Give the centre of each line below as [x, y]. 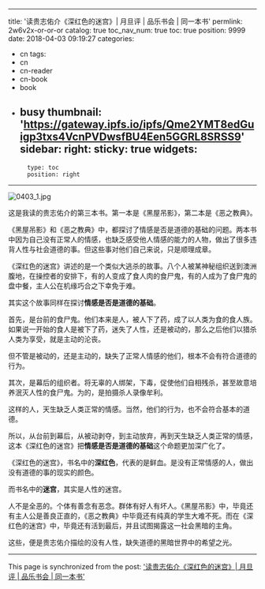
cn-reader [36, 71]
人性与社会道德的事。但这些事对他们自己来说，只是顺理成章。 [115, 249]
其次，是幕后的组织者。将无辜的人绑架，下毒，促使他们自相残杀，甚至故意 [129, 382]
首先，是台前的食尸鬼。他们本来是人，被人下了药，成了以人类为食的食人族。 [132, 319]
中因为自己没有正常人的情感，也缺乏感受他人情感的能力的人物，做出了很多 [129, 239]
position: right [54, 174]
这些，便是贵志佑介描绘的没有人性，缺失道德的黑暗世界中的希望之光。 [122, 542]
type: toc [43, 167]
